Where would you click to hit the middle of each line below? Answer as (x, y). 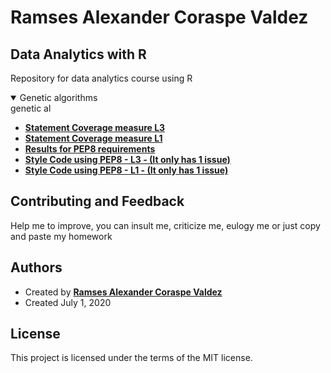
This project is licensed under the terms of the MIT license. (131, 358)
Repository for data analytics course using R (101, 78)
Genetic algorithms (58, 97)
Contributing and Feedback (97, 201)
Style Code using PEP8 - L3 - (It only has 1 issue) (127, 159)
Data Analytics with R (78, 54)
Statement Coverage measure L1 (93, 138)
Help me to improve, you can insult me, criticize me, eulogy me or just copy (165, 225)
